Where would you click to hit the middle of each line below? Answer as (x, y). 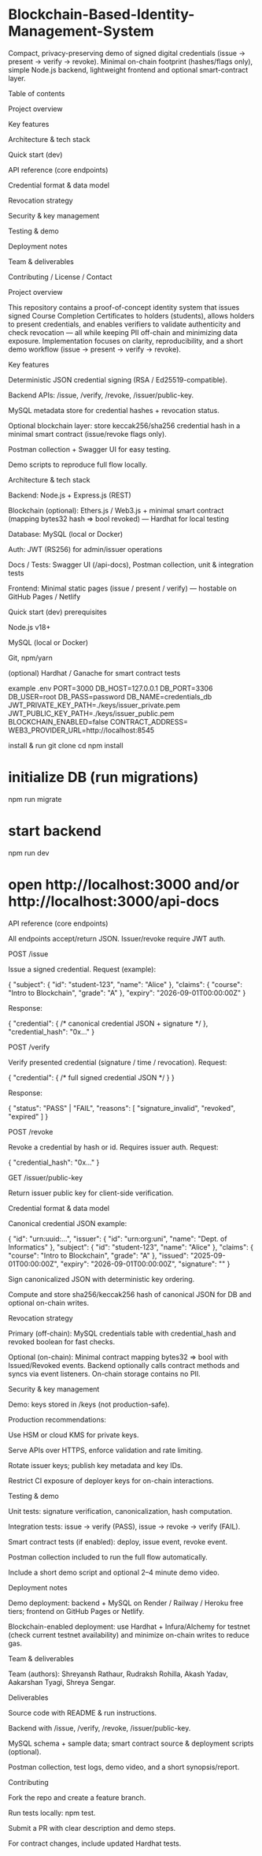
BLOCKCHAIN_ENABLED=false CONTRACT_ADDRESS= (98, 721)
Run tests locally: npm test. (52, 1813)
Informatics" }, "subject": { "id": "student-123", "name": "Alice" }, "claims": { (131, 1247)
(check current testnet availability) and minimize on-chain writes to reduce (129, 1634)
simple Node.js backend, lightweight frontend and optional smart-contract (128, 69)
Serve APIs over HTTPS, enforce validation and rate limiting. (105, 1450)
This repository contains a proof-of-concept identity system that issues (124, 307)
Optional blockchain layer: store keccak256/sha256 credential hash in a (124, 425)
